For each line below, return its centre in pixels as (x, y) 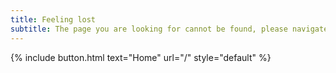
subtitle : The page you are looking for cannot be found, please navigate (169, 29)
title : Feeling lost (53, 19)
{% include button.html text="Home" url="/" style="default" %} (141, 57)
